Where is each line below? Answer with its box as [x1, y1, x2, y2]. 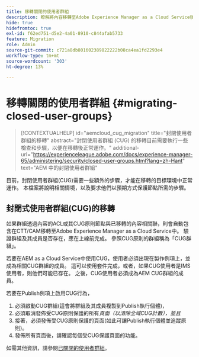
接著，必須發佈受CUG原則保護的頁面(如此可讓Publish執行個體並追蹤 [14, 317, 182, 324]
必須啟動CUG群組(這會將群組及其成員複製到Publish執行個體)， [14, 303, 168, 310]
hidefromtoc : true [6, 25, 52, 31]
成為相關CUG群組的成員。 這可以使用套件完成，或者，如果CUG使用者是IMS [6, 262, 191, 269]
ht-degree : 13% [6, 63, 44, 70]
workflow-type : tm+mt [6, 53, 60, 59]
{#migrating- [112, 96, 178, 110]
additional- [113, 144, 139, 152]
